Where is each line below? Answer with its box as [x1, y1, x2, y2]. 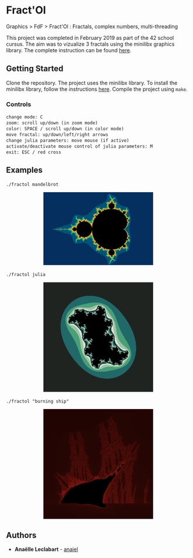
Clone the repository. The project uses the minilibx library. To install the [6, 79, 178, 86]
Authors [6, 530, 37, 540]
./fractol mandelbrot [6, 181, 59, 188]
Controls [6, 100, 32, 108]
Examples [6, 165, 43, 175]
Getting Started [6, 64, 64, 74]
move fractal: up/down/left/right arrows [6, 132, 109, 138]
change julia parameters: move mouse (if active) [6, 138, 130, 144]
